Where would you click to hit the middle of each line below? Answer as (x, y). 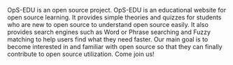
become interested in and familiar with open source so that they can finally (115, 47)
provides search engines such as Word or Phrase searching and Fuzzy (109, 32)
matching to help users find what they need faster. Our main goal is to (108, 39)
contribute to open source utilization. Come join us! (81, 54)
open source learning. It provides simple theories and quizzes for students (114, 17)
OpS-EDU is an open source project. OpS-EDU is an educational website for (116, 10)
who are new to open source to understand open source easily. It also (108, 25)
